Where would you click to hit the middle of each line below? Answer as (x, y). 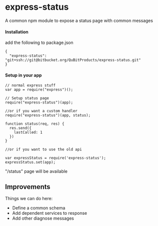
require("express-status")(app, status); (48, 115)
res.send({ (21, 128)
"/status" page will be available (36, 171)
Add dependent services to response (49, 213)
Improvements (28, 187)
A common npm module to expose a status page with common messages (79, 21)
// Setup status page (27, 98)
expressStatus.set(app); (30, 163)
